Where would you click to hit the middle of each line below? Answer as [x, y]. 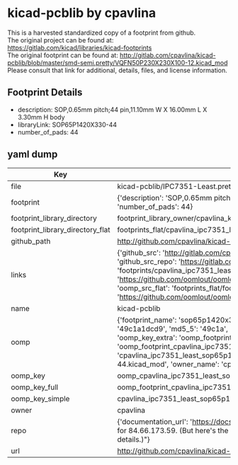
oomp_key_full [35, 387]
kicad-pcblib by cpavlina [82, 13]
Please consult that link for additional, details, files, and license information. [118, 70]
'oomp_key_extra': [147, 338]
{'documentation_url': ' [154, 421]
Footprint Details [45, 92]
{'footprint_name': [147, 320]
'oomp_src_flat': [143, 288]
